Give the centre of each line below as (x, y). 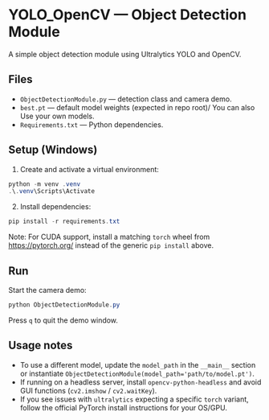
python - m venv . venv (45, 184)
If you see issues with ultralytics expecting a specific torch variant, (134, 399)
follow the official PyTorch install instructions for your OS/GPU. (123, 407)
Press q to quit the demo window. (63, 320)
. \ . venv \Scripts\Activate (51, 191)
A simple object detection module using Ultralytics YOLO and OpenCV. (125, 54)
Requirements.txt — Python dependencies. (92, 124)
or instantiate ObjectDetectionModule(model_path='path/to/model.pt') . (137, 373)
